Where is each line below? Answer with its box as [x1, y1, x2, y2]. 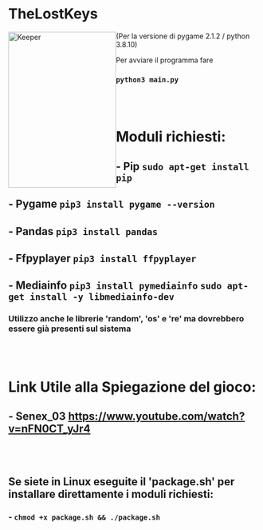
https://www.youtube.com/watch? [68, 409, 245, 424]
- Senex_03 [8, 409, 66, 424]
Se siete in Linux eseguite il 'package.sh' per [8, 475, 235, 488]
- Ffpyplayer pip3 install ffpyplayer [8, 251, 197, 265]
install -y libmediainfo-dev [29, 291, 175, 303]
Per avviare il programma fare [116, 55, 214, 65]
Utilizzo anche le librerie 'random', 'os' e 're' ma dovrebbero [8, 313, 245, 325]
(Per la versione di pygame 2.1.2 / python [116, 31, 250, 41]
